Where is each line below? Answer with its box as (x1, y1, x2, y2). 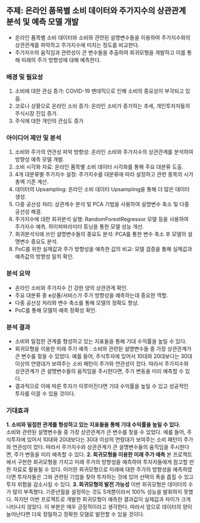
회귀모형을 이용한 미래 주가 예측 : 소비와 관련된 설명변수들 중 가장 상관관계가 (14, 345, 192, 352)
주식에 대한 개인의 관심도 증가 (14, 117, 84, 124)
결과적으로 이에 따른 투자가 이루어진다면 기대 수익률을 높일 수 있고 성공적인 (14, 383, 189, 390)
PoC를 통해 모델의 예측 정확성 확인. (14, 307, 97, 314)
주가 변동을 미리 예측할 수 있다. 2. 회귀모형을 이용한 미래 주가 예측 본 (14, 451, 172, 458)
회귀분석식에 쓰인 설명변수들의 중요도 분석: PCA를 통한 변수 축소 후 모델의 (14, 231, 187, 238)
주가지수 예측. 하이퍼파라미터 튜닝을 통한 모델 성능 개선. (14, 223, 144, 230)
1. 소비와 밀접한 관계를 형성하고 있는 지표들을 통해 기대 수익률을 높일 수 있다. (6, 421, 181, 429)
